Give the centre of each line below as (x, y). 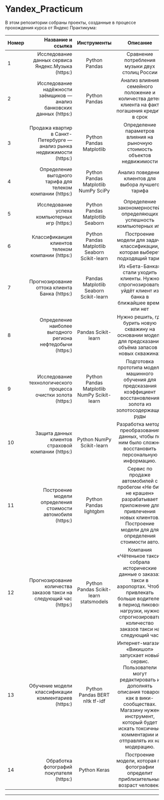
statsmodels (94, 601)
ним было (130, 442)
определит (140, 773)
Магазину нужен (140, 710)
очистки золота (54, 395)
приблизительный (140, 779)
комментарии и (140, 734)
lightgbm (94, 511)
